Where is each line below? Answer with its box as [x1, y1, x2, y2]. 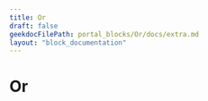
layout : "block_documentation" [9, 38, 127, 47]
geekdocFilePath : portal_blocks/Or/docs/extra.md [9, 29, 200, 38]
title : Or [9, 13, 47, 22]
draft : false [9, 21, 59, 30]
